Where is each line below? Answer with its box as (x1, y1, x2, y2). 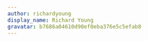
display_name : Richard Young (7, 17, 94, 24)
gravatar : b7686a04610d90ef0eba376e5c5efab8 (7, 23, 142, 30)
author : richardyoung (7, 10, 72, 17)
